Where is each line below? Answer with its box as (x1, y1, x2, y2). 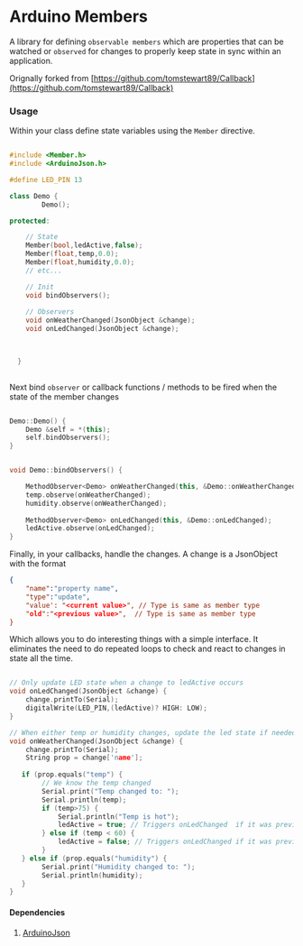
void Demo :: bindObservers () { (9, 466, 124, 475)
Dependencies (9, 906, 66, 917)
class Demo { (9, 191, 59, 200)
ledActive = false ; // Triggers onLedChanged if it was (57, 837, 272, 847)
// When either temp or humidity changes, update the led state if (9, 728, 269, 737)
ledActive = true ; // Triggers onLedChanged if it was (57, 821, 272, 830)
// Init (25, 282, 54, 291)
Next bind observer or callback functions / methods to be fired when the (9, 381, 278, 392)
